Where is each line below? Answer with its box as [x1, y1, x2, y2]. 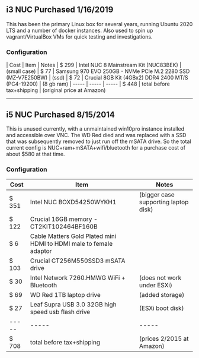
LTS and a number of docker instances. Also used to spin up [6, 27, 153, 34]
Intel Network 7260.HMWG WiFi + [30, 274, 126, 282]
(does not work [139, 274, 182, 282]
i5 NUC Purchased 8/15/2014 [6, 109, 115, 119]
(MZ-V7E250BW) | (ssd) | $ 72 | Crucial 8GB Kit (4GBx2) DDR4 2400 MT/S [6, 74, 188, 81]
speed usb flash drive [30, 308, 91, 316]
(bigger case [139, 191, 175, 199]
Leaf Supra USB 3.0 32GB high [30, 300, 117, 309]
